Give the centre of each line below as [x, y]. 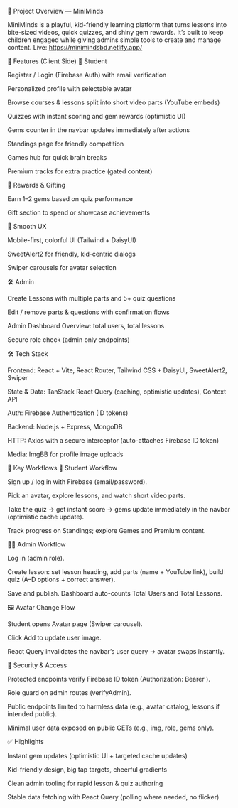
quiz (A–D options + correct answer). [61, 580]
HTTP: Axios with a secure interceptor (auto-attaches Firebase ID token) [113, 440]
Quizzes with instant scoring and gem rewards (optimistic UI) [97, 116]
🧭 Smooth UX [27, 226]
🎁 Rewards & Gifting [37, 185]
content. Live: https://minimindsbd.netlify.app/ [75, 47]
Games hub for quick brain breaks [57, 157]
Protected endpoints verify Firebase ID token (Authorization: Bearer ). [109, 679]
